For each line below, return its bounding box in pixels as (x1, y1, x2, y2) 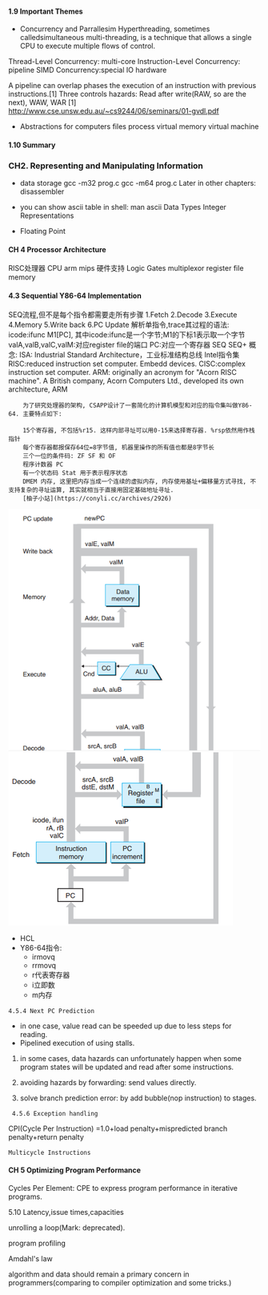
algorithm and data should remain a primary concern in (8, 1269, 190, 1279)
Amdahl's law (8, 1253, 54, 1263)
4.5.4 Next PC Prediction (8, 1007, 94, 1015)
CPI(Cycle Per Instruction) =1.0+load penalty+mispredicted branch (8, 1124, 228, 1133)
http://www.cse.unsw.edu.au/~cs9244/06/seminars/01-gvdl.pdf (8, 107, 220, 116)
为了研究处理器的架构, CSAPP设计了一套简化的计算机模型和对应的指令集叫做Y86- (22, 401, 253, 409)
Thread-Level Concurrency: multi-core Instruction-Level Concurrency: (8, 57, 241, 66)
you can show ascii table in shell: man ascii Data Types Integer (19, 203, 226, 212)
